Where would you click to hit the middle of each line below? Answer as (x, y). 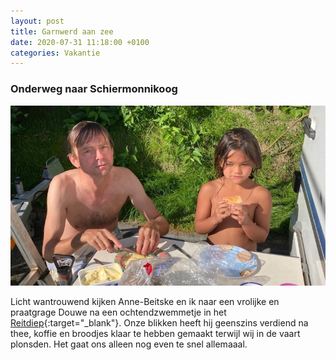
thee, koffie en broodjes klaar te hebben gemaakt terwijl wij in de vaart (155, 334)
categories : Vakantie (55, 53)
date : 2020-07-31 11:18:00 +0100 (80, 42)
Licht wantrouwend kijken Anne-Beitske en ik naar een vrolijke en (145, 302)
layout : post (37, 21)
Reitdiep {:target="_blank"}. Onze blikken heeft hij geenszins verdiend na (159, 323)
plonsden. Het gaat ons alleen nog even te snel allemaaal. (129, 344)
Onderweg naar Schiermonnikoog (94, 89)
